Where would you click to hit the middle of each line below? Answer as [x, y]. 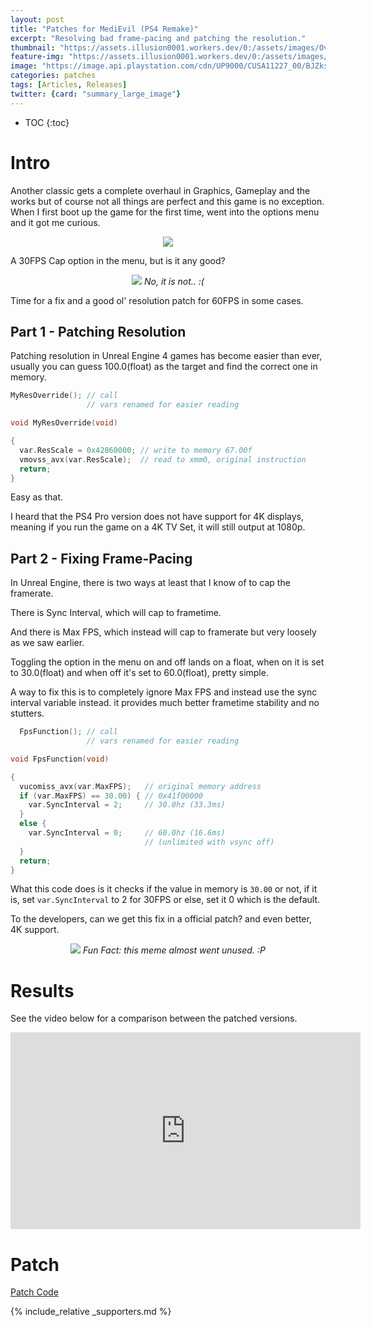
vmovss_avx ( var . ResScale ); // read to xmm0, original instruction [163, 459]
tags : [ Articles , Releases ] [69, 85]
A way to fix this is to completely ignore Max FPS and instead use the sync [164, 692]
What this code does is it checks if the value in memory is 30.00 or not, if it [164, 889]
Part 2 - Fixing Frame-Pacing [101, 558]
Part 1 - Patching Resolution [98, 331]
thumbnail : [33, 47]
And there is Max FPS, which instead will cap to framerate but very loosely [163, 632]
